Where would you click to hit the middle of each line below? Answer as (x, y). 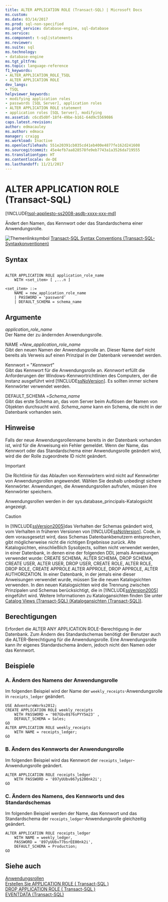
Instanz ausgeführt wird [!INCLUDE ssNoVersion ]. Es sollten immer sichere (82, 381)
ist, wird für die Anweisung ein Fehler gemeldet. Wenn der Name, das (77, 445)
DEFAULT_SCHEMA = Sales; (40, 719)
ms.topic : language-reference (37, 66)
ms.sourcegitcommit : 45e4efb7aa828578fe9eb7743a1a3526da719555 (73, 150)
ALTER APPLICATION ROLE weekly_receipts (48, 728)
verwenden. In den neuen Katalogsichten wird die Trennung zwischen (77, 585)
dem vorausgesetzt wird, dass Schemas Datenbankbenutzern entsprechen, (83, 536)
